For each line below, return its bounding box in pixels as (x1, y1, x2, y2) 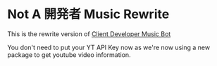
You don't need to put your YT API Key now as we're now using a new (7, 43, 210, 51)
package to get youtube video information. (7, 50, 132, 59)
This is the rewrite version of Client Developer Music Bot (7, 29, 171, 38)
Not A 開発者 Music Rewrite (7, 6, 170, 22)
